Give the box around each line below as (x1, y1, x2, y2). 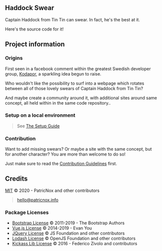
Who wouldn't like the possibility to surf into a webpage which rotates (5, 80, 145, 86)
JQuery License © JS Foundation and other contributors (12, 230, 125, 236)
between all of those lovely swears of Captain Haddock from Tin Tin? (5, 85, 143, 91)
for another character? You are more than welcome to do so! (5, 151, 126, 157)
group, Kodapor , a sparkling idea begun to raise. (5, 71, 102, 77)
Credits (5, 174, 28, 183)
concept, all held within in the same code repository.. (5, 100, 111, 106)
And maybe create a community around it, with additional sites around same (5, 94, 157, 101)
